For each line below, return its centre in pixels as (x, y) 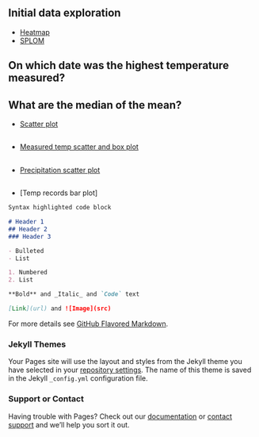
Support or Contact (46, 399)
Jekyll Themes (37, 344)
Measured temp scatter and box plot (79, 147)
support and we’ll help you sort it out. (69, 424)
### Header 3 (30, 236)
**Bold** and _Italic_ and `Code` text (74, 294)
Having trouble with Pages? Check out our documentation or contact (120, 416)
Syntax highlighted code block (60, 208)
